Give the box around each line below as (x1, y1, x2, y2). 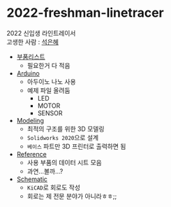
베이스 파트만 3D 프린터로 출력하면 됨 (27, 142, 126, 150)
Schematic (16, 175, 48, 183)
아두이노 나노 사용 (27, 77, 76, 85)
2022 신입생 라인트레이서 (6, 29, 76, 37)
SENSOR (37, 108, 64, 117)
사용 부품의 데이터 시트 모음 (27, 158, 102, 166)
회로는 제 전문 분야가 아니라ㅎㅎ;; (27, 192, 117, 200)
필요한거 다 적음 (27, 61, 70, 69)
